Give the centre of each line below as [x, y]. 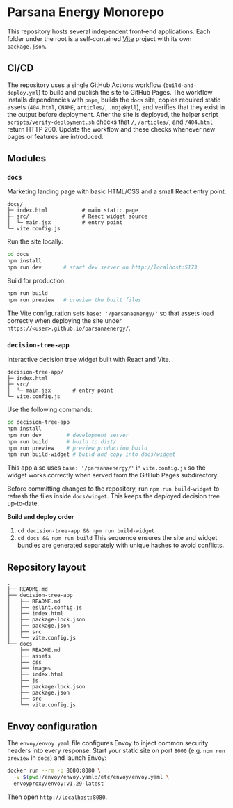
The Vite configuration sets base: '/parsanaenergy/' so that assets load [111, 313]
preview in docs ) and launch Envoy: [57, 758]
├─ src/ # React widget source [78, 216]
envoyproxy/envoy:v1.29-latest [59, 784]
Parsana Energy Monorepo [86, 12]
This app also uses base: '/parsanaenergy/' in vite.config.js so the [107, 468]
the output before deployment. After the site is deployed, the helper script [113, 114]
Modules [27, 158]
